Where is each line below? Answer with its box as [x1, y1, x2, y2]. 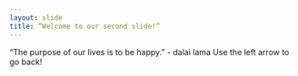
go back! [9, 56, 43, 67]
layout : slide [9, 13, 64, 23]
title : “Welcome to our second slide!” [9, 22, 161, 31]
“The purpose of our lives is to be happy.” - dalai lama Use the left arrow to [9, 46, 290, 57]
